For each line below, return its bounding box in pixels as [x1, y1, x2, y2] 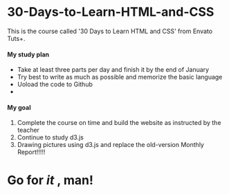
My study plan [7, 50, 50, 59]
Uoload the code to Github [17, 80, 93, 88]
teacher [17, 126, 40, 135]
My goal [7, 103, 31, 111]
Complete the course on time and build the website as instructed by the [17, 119, 221, 127]
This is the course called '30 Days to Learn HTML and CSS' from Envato [7, 27, 213, 35]
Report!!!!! [17, 148, 46, 156]
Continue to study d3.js [17, 133, 84, 142]
